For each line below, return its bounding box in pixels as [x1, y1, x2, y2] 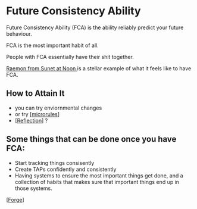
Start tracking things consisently [14, 159, 95, 166]
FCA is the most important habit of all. [6, 42, 99, 49]
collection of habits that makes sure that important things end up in [14, 178, 180, 185]
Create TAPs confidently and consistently [14, 166, 117, 173]
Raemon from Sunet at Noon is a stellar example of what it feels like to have [6, 64, 192, 72]
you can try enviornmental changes [14, 104, 102, 111]
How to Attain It [6, 88, 65, 99]
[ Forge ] [6, 196, 25, 203]
